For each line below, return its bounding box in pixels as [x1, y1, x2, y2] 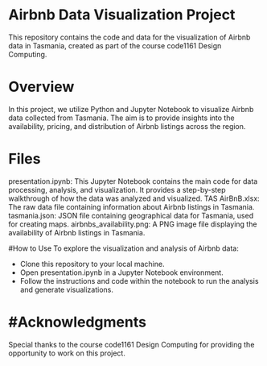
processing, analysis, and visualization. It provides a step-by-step [8, 185, 226, 194]
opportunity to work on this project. [8, 348, 126, 358]
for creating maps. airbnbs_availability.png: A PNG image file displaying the [8, 219, 257, 229]
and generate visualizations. [19, 285, 114, 294]
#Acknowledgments [8, 313, 147, 331]
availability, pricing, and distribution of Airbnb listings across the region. [8, 121, 246, 131]
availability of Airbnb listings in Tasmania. [8, 227, 146, 237]
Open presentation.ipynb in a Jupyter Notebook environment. [19, 268, 224, 277]
